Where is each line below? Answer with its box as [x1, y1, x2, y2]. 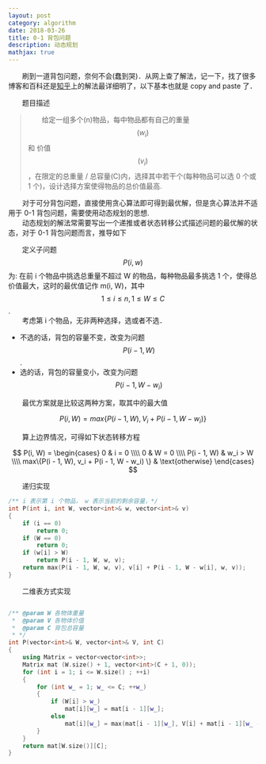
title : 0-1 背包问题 [8, 33, 71, 42]
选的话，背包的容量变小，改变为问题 [19, 367, 139, 377]
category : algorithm [8, 19, 77, 27]
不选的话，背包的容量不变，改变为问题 [19, 332, 145, 342]
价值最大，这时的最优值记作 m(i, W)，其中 [8, 281, 145, 290]
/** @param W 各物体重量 [8, 609, 85, 617]
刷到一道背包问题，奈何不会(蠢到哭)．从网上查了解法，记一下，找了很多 [21, 71, 256, 80]
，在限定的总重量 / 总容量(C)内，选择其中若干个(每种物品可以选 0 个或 [27, 171, 256, 181]
